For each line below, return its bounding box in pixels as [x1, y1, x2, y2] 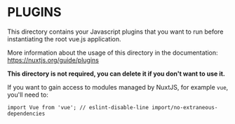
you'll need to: [7, 90, 49, 99]
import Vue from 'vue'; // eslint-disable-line [7, 104, 149, 111]
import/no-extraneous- [152, 104, 218, 111]
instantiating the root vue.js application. [7, 34, 121, 43]
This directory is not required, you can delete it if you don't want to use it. [7, 69, 226, 78]
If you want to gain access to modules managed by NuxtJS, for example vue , [7, 83, 229, 91]
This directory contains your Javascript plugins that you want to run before [7, 27, 224, 36]
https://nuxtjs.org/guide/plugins [7, 55, 100, 64]
